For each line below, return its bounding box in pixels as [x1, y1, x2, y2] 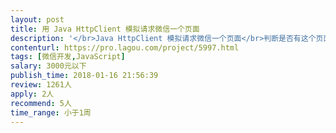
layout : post [10, 14, 65, 25]
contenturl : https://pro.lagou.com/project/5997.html [10, 42, 240, 53]
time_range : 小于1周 [10, 107, 92, 118]
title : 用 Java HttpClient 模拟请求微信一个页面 [10, 24, 200, 34]
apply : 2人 [10, 89, 55, 99]
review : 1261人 [10, 80, 72, 90]
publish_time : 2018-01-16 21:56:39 [10, 71, 159, 81]
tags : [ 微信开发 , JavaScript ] [10, 52, 126, 62]
